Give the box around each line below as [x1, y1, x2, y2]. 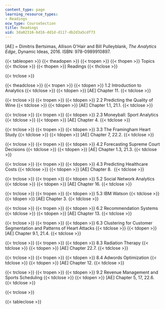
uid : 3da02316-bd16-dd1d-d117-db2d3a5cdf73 [5, 30, 96, 35]
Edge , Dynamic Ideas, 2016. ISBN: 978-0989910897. [5, 49, 111, 54]
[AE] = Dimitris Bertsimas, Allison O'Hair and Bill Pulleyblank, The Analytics [5, 44, 157, 49]
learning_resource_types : [5, 12, 58, 17]
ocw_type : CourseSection [5, 21, 56, 26]
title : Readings [5, 26, 38, 30]
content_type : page [5, 7, 45, 12]
